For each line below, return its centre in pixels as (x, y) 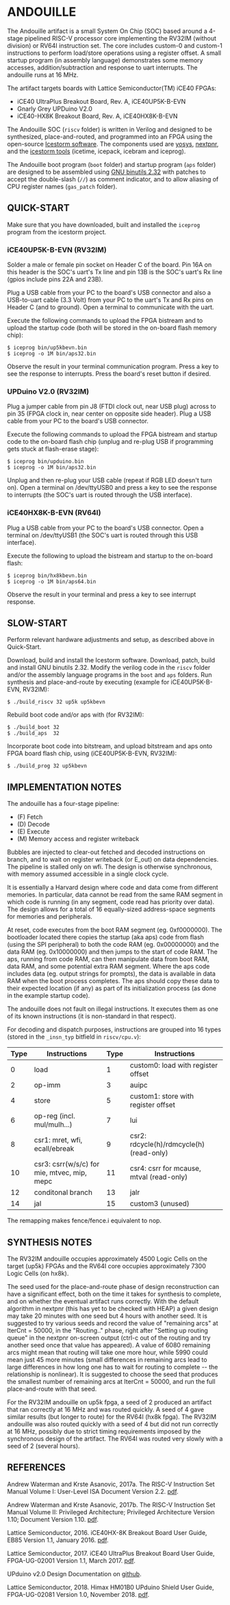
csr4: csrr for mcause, (165, 1169)
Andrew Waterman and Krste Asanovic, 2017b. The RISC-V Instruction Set (111, 1505)
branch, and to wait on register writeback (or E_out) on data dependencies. (113, 860)
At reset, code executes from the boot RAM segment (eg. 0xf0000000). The (115, 930)
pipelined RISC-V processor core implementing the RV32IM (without (120, 38)
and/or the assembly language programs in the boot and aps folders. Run (110, 675)
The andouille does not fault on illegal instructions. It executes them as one (113, 1009)
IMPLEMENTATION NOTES (64, 787)
